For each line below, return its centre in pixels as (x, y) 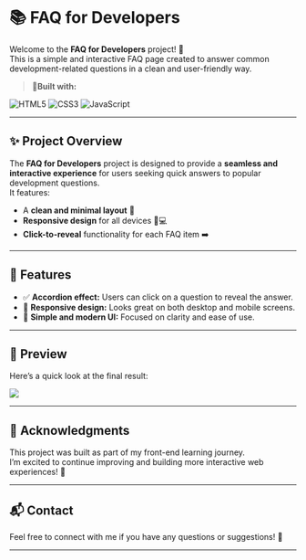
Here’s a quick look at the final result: (79, 376)
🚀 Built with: (54, 86)
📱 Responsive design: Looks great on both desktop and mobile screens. (159, 307)
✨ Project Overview (66, 141)
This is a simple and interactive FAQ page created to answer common (140, 58)
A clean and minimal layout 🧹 (78, 210)
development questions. (55, 183)
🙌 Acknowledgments (70, 430)
